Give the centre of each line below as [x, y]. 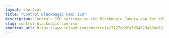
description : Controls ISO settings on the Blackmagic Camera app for [81, 19]
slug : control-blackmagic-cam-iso [41, 23]
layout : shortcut [23, 10]
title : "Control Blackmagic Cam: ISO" [46, 14]
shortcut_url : [20, 28]
